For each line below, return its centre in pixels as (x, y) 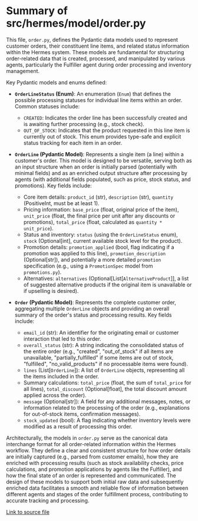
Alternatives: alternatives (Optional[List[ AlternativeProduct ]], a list (106, 278)
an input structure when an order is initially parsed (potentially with (96, 167)
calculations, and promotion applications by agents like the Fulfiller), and (94, 469)
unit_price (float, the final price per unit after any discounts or (99, 216)
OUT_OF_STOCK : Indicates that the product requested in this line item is (107, 130)
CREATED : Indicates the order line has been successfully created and (105, 118)
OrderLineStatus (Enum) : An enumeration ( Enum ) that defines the (93, 94)
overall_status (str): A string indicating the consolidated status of (104, 345)
